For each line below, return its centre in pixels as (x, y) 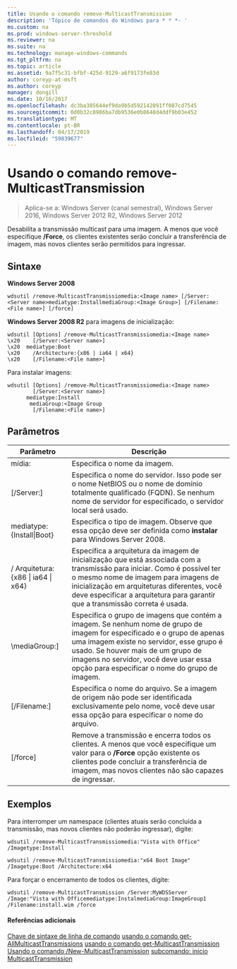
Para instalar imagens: (39, 372)
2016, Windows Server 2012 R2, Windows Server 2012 (103, 215)
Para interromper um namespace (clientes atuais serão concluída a (105, 821)
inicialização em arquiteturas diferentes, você (147, 586)
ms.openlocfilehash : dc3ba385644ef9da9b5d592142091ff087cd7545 (102, 106)
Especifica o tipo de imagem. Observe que (142, 522)
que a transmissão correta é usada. (130, 603)
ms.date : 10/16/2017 (38, 100)
